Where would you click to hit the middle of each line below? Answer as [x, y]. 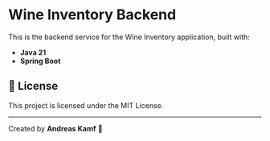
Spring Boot [40, 61]
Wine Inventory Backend [92, 15]
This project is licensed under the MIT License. [86, 105]
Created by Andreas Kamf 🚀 [55, 128]
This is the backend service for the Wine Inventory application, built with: [129, 37]
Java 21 [33, 52]
